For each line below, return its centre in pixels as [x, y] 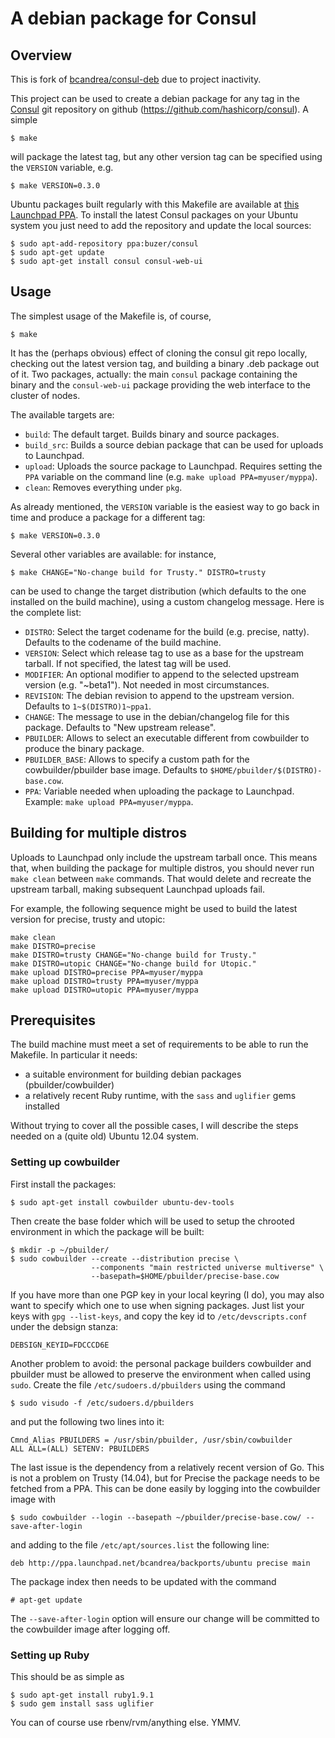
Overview [41, 55]
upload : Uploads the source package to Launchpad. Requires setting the [173, 466]
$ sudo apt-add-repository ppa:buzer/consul [104, 244]
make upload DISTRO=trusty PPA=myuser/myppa [104, 981]
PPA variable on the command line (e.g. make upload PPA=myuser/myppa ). [171, 476]
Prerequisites [53, 1020]
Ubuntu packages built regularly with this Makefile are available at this [155, 204]
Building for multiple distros [98, 833]
